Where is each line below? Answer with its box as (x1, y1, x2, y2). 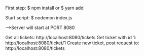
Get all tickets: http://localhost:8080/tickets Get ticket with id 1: (5, 35, 136, 40)
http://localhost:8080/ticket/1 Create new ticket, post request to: (5, 40, 139, 46)
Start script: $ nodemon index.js (5, 15, 73, 20)
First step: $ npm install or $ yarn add (5, 5, 84, 11)
